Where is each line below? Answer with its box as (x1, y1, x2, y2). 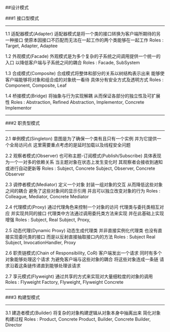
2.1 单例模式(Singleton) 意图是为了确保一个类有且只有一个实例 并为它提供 (5, 136, 157, 141)
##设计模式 (5, 5, 29, 10)
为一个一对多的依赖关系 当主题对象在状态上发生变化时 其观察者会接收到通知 (5, 159, 163, 165)
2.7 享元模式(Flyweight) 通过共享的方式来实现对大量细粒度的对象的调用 (5, 273, 153, 279)
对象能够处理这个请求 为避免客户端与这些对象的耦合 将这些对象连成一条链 (5, 256, 158, 262)
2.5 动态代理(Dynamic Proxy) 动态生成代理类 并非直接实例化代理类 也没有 (5, 228, 158, 233)
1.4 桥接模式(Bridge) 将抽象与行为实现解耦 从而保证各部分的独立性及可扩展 (5, 93, 161, 99)
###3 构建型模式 (5, 294, 40, 300)
